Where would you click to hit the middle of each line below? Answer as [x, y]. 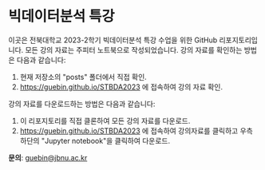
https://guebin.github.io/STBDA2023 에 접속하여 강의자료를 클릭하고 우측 [136, 130]
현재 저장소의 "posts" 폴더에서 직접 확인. [83, 77]
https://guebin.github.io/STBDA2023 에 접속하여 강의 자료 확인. [121, 87]
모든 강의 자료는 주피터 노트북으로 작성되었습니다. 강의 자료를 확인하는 [134, 49]
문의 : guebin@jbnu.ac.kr [48, 157]
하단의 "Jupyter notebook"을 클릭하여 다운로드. [95, 140]
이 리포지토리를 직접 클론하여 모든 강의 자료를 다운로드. [105, 121]
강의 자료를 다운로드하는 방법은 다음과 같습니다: [82, 104]
